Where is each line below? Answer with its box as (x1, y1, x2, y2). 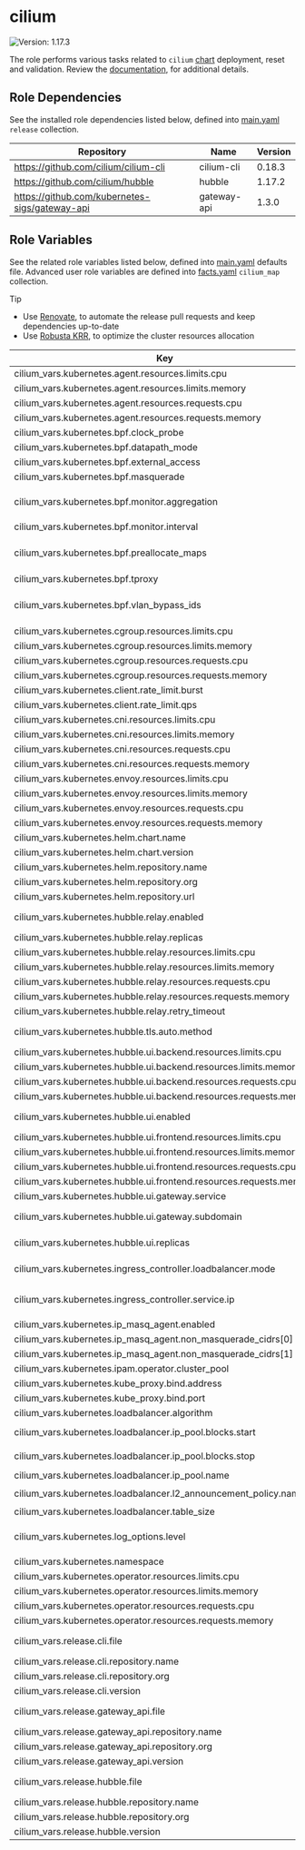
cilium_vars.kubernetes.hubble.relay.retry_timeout (14, 1005, 225, 1018)
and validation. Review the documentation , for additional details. (9, 64, 250, 74)
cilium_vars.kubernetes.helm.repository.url (14, 890, 195, 902)
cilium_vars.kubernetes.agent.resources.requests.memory (14, 411, 261, 424)
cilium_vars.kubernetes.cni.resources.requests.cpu (14, 743, 231, 755)
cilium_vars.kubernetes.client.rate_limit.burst (14, 684, 204, 696)
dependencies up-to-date (22, 320, 120, 331)
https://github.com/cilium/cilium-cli (14, 161, 165, 173)
